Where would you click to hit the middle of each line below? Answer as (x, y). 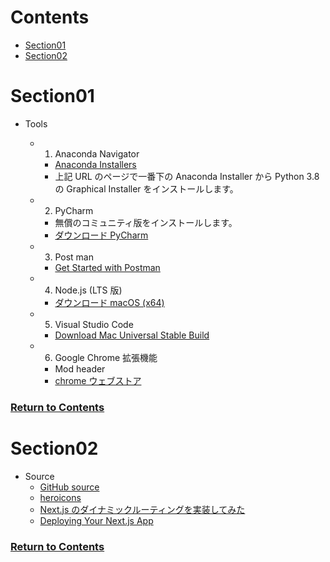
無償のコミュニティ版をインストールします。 (146, 222)
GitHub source (69, 487)
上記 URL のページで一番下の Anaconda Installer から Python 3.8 (187, 176)
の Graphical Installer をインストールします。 (146, 188)
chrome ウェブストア (98, 380)
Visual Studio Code (94, 324)
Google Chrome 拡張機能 (106, 357)
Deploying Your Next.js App (96, 520)
